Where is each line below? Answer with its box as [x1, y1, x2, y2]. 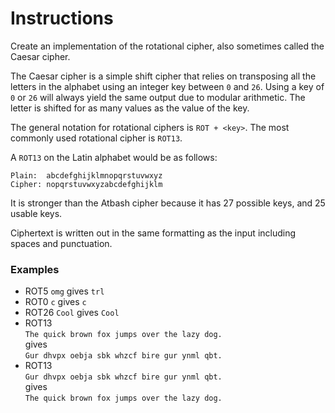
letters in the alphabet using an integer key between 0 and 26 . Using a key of [10, 80, 325, 92]
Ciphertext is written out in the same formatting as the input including [10, 227, 297, 239]
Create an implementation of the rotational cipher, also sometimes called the [10, 40, 325, 52]
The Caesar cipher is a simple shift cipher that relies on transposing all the [10, 70, 317, 82]
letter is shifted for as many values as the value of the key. [10, 102, 250, 114]
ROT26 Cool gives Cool [24, 307, 120, 319]
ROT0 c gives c [24, 296, 87, 308]
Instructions [10, 7, 114, 30]
